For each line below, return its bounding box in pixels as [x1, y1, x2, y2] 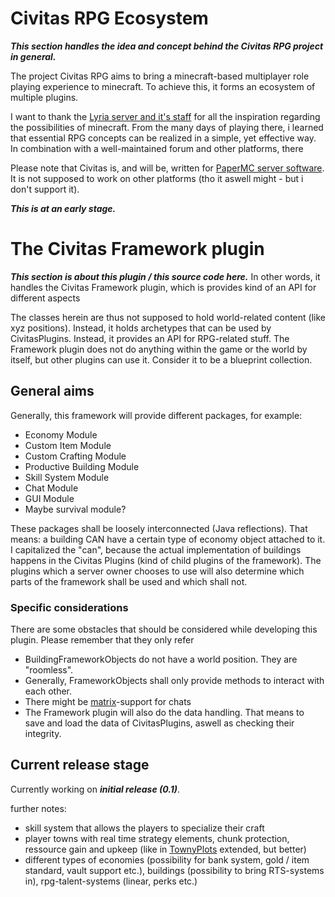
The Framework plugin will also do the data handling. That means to [24, 706, 305, 718]
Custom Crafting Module [24, 450, 127, 462]
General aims [10, 383, 95, 400]
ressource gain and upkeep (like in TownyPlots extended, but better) [24, 843, 307, 855]
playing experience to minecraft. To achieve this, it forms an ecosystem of [10, 80, 316, 92]
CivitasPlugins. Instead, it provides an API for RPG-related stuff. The [10, 332, 290, 344]
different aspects [10, 292, 81, 304]
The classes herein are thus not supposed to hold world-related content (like [10, 311, 326, 323]
